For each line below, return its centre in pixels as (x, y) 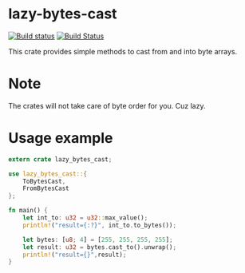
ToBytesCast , (44, 181)
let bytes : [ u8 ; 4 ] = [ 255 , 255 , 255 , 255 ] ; (98, 239)
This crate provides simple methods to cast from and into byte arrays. (123, 51)
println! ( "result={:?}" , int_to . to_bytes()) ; (100, 225)
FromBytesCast (46, 188)
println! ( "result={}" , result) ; (75, 255)
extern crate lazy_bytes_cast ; (60, 159)
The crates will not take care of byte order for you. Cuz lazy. (107, 105)
